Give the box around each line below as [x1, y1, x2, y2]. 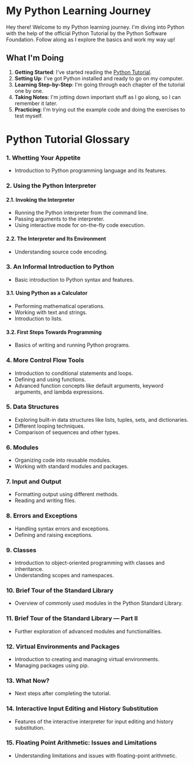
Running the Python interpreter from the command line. [14, 209, 148, 216]
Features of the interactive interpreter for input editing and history [14, 717, 174, 725]
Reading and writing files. [14, 497, 76, 504]
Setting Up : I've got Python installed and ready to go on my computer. [14, 75, 184, 82]
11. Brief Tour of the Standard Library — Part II [6, 614, 138, 622]
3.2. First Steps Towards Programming [6, 329, 102, 336]
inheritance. [14, 566, 44, 573]
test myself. [14, 112, 43, 119]
